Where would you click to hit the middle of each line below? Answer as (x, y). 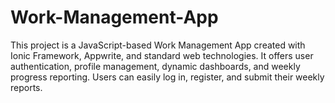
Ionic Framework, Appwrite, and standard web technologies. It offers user (162, 55)
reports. (26, 87)
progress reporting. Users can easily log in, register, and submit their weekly (167, 77)
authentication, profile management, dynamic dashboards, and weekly (155, 66)
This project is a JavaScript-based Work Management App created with (158, 45)
